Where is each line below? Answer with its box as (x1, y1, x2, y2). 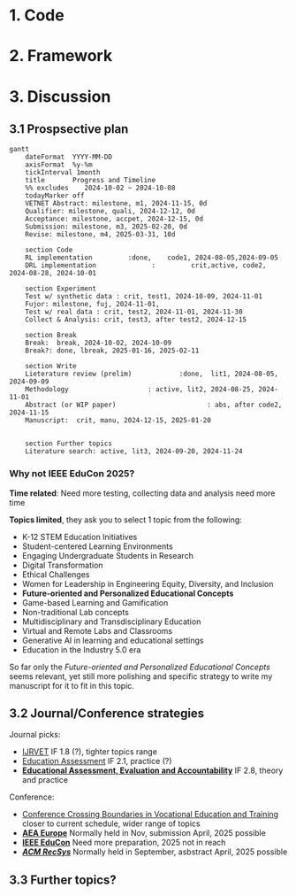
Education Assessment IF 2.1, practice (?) (21, 756, 172, 767)
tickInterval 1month (25, 168, 101, 177)
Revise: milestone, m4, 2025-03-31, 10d (25, 230, 176, 239)
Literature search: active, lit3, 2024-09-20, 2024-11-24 (25, 447, 243, 456)
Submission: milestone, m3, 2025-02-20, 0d (25, 222, 188, 231)
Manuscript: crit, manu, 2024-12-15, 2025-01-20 (25, 416, 212, 425)
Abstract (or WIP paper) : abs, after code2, (25, 400, 283, 410)
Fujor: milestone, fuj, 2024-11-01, (25, 300, 161, 309)
